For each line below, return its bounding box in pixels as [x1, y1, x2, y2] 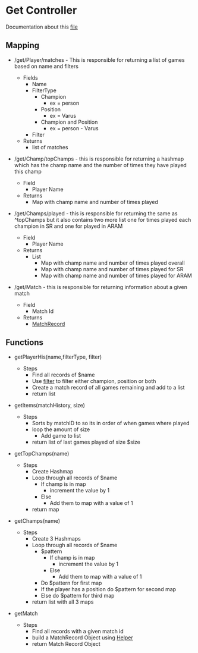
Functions [5, 337, 44, 348]
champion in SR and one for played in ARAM [14, 222, 123, 230]
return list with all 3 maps [32, 598, 94, 605]
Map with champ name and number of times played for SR [40, 265, 184, 272]
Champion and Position [40, 118, 98, 125]
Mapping [5, 40, 40, 51]
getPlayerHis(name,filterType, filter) [14, 353, 102, 360]
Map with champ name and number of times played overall [40, 259, 185, 266]
